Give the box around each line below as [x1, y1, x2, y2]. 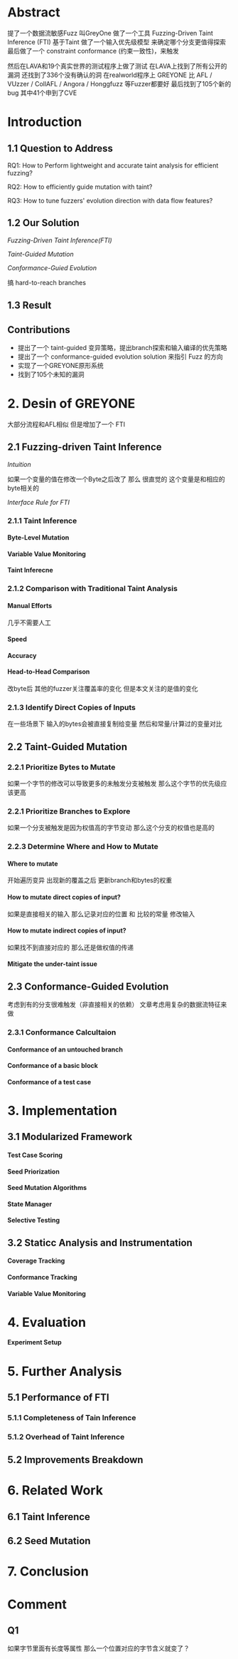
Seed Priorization [7, 1167, 60, 1176]
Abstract [7, 4, 60, 21]
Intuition [7, 460, 31, 468]
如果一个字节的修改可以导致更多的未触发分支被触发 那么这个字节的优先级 [7, 779, 221, 788]
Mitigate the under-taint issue [7, 960, 98, 968]
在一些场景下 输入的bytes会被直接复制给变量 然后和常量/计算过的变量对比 [7, 719, 222, 728]
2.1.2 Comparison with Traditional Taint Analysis [7, 584, 178, 594]
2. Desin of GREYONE [7, 396, 136, 412]
